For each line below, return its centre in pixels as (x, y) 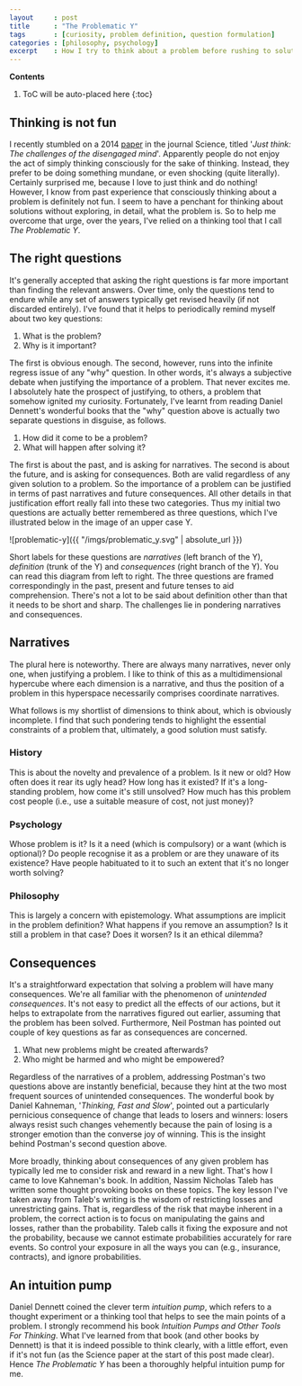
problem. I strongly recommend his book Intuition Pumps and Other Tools (145, 1326)
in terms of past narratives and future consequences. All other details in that (151, 493)
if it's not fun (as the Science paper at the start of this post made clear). (142, 1354)
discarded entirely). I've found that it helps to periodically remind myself (142, 309)
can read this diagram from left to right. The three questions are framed (142, 576)
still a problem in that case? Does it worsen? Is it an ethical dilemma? (136, 935)
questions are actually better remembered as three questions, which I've (143, 512)
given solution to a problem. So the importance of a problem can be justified (151, 483)
